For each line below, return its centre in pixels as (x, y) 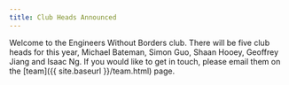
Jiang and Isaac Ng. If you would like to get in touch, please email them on (145, 61)
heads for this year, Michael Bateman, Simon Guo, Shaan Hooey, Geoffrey (144, 52)
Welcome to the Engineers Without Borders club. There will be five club (140, 42)
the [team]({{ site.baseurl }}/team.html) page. (92, 71)
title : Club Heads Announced (63, 17)
